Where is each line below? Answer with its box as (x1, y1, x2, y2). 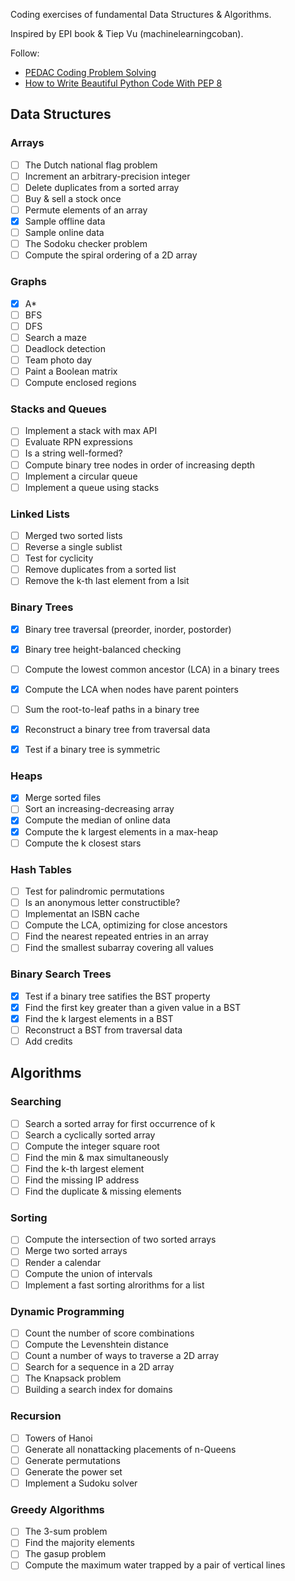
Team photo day (24, 354, 93, 366)
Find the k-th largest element (24, 1162, 145, 1174)
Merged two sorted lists (24, 530, 123, 542)
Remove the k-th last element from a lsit (24, 575, 190, 587)
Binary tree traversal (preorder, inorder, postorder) (24, 623, 232, 635)
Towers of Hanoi (24, 1432, 93, 1444)
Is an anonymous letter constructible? (24, 897, 181, 909)
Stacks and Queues (10, 402, 108, 416)
